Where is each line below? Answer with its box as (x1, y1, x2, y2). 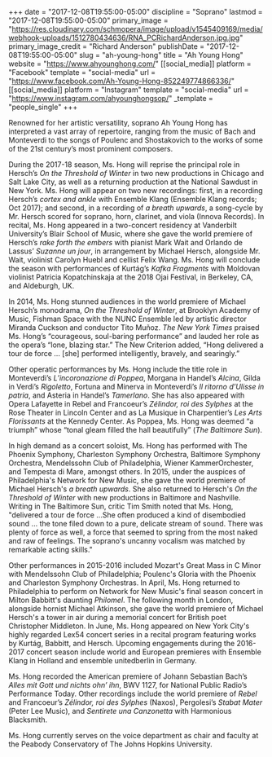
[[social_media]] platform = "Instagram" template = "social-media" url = (8, 85, 249, 95)
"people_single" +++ (8, 102, 78, 112)
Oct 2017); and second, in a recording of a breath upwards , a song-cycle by (8, 203, 264, 213)
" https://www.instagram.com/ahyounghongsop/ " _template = (8, 94, 214, 103)
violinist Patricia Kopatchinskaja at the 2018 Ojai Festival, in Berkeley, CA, (8, 272, 254, 282)
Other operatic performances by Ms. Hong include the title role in (8, 364, 228, 374)
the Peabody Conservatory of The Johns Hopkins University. (8, 739, 213, 749)
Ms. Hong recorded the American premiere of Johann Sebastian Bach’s (8, 671, 248, 681)
